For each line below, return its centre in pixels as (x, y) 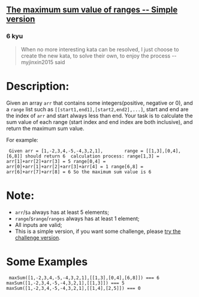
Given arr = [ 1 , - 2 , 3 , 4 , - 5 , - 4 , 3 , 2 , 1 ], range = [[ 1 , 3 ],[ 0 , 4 (92, 151)
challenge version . (38, 237)
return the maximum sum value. (46, 128)
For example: (22, 140)
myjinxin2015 (37, 62)
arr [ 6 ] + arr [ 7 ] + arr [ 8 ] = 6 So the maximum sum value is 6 (79, 172)
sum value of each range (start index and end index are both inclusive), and (99, 122)
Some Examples (47, 261)
